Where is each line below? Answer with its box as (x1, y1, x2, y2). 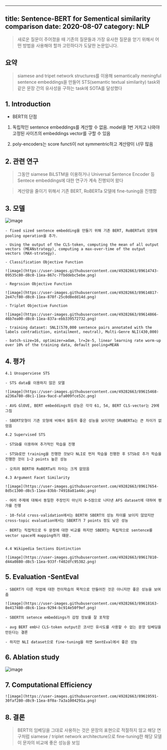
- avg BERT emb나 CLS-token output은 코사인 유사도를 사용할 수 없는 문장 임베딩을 (5, 624, 162, 629)
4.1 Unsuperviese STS (5, 371, 50, 376)
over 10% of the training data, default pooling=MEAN (5, 342, 119, 348)
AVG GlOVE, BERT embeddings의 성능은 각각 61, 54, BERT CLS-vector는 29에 (9, 403, 160, 408)
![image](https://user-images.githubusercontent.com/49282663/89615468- (5, 389, 159, 394)
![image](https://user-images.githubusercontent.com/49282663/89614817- (5, 290, 159, 296)
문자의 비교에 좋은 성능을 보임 (22, 740, 80, 746)
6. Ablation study (5, 653, 60, 662)
